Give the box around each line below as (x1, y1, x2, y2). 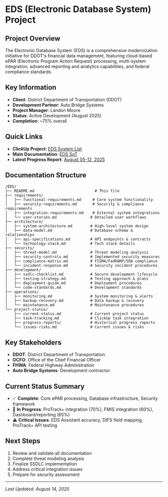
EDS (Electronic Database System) (5, 4, 151, 15)
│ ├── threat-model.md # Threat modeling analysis (5, 250, 149, 255)
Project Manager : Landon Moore (12, 107, 81, 113)
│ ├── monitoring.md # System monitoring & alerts (5, 294, 153, 299)
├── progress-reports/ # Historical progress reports (14, 320, 155, 325)
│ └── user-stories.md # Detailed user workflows (5, 215, 146, 220)
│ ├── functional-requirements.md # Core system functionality (5, 197, 153, 203)
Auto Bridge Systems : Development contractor (12, 368, 110, 374)
